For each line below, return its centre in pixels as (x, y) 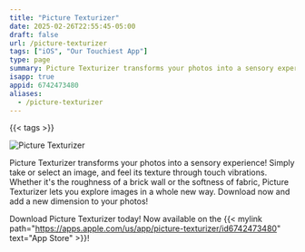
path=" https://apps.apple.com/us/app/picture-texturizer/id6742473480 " (145, 228)
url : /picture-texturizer (58, 43)
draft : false (34, 34)
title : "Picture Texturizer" (64, 18)
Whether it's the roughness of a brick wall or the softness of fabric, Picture (149, 182)
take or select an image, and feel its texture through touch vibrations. (138, 172)
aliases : (26, 93)
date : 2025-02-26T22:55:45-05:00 (73, 26)
